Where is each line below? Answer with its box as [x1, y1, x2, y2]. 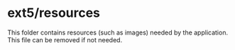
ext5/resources [7, 5, 101, 21]
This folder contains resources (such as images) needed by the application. [7, 28, 229, 37]
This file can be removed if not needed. [7, 35, 123, 44]
